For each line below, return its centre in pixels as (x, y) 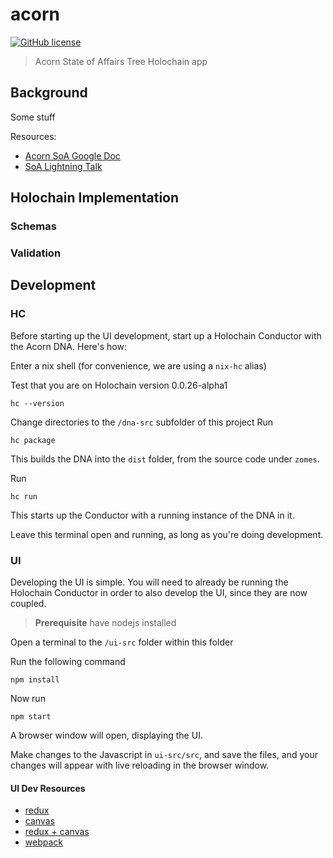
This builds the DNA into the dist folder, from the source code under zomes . (165, 459)
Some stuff (33, 117)
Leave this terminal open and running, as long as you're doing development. (167, 534)
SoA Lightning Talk (63, 166)
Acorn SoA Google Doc (72, 155)
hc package (33, 440)
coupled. (28, 603)
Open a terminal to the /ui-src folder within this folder (122, 642)
